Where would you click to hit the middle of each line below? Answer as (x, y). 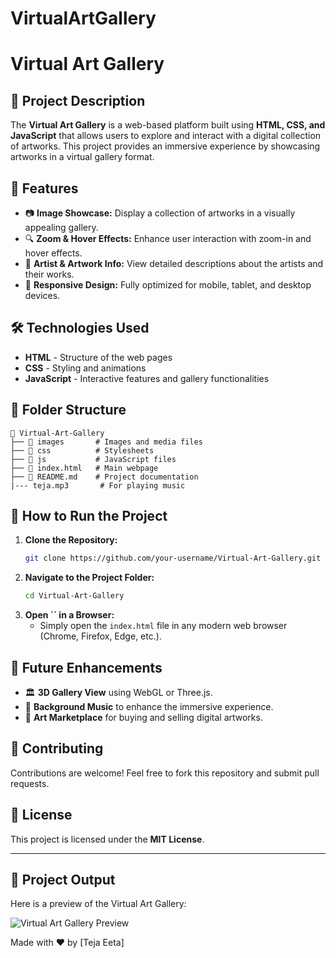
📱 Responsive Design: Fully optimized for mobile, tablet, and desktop (168, 285)
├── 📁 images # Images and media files (106, 442)
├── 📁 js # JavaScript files (93, 459)
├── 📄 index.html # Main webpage (84, 468)
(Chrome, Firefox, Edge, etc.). (100, 636)
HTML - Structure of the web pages (98, 357)
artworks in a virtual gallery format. (82, 157)
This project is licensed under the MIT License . (107, 839)
